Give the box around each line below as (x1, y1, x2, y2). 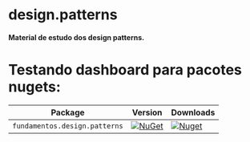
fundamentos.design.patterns (12, 121, 123, 130)
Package (50, 107, 86, 118)
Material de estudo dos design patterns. (8, 32, 145, 42)
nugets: (8, 78, 62, 95)
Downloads (171, 107, 216, 118)
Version (131, 107, 163, 118)
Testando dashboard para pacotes (8, 60, 243, 79)
